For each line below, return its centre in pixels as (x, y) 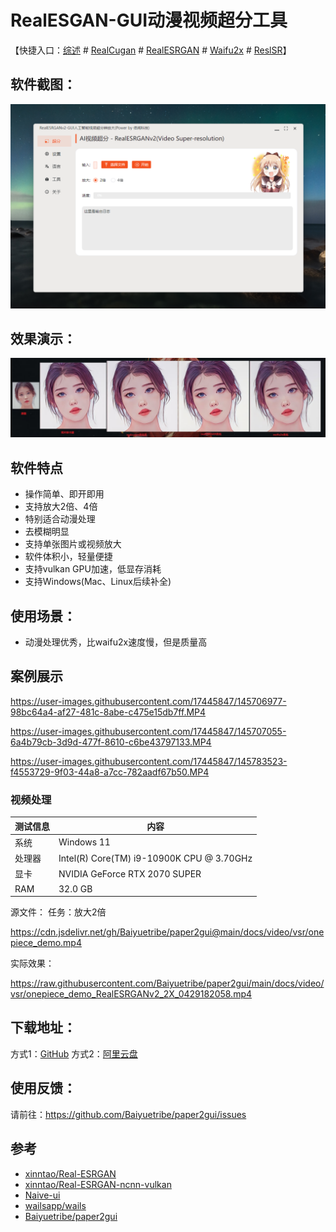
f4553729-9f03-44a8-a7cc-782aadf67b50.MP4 (110, 772)
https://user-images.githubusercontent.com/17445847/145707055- (148, 731)
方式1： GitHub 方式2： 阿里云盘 (74, 1053)
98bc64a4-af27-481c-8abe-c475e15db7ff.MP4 (108, 712)
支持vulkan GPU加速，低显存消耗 (93, 569)
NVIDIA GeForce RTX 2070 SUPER (130, 873)
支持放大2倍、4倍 (61, 507)
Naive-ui (42, 1195)
